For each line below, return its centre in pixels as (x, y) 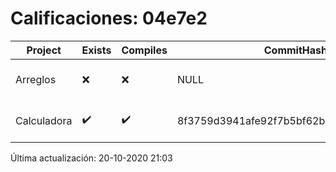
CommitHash (295, 50)
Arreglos (36, 79)
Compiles (144, 50)
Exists (96, 50)
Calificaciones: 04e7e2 (109, 18)
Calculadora (44, 120)
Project (44, 50)
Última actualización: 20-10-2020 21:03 (91, 158)
